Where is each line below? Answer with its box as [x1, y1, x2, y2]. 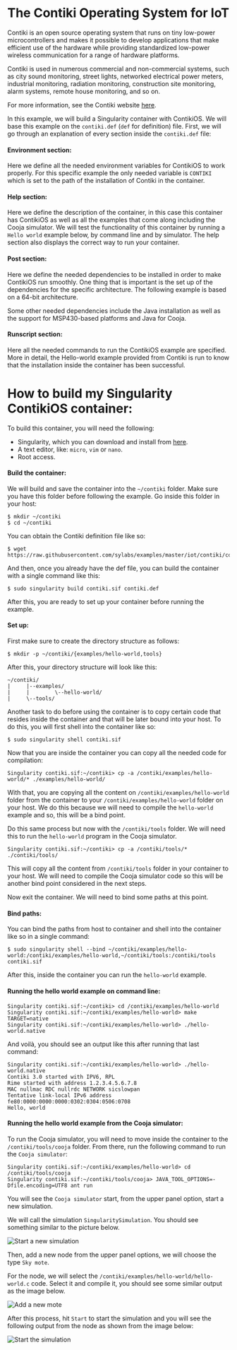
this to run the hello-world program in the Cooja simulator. [7, 832, 178, 841]
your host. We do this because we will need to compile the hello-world [7, 803, 214, 812]
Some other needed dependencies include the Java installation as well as [7, 306, 221, 315]
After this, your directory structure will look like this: [7, 663, 157, 672]
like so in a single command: [7, 932, 90, 941]
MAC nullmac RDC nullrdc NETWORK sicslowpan [7, 1086, 140, 1093]
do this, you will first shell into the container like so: [7, 723, 157, 731]
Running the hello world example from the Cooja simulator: [7, 1119, 183, 1127]
